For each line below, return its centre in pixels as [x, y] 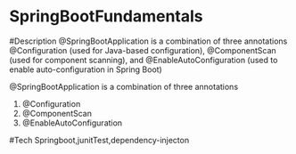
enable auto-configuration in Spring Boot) [86, 69]
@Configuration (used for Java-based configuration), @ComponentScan [143, 50]
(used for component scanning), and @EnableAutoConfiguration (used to [144, 60]
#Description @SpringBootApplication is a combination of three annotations [148, 41]
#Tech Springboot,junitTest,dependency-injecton [99, 140]
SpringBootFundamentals [106, 16]
